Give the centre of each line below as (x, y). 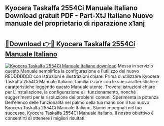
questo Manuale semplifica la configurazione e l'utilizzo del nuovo (72, 71)
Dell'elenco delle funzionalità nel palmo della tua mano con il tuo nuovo (77, 102)
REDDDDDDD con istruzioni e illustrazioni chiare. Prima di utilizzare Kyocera (82, 76)
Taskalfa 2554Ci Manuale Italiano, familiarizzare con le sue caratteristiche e (82, 81)
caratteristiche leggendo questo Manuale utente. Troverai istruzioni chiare (80, 87)
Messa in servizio (135, 66)
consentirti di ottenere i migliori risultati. (45, 118)
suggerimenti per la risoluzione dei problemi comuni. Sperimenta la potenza (82, 97)
